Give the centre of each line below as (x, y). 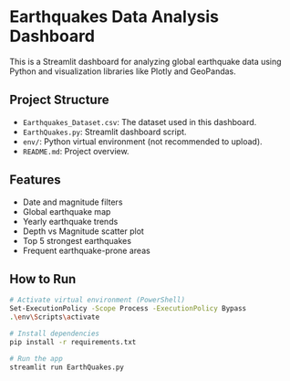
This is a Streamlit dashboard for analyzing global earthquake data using (145, 61)
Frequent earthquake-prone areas (86, 250)
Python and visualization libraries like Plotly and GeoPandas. (123, 71)
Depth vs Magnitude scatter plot (83, 231)
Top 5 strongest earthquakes (77, 240)
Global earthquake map (67, 211)
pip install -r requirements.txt (73, 342)
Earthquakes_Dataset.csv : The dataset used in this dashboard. (140, 122)
